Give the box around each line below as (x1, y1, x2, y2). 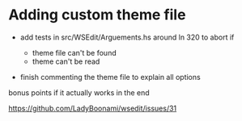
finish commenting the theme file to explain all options (19, 72, 201, 81)
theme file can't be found (32, 48, 117, 57)
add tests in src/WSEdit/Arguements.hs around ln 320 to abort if (19, 32, 235, 42)
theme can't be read (32, 56, 100, 66)
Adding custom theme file (8, 6, 186, 24)
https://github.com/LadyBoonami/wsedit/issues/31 (8, 103, 177, 113)
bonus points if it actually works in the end (8, 87, 150, 98)
